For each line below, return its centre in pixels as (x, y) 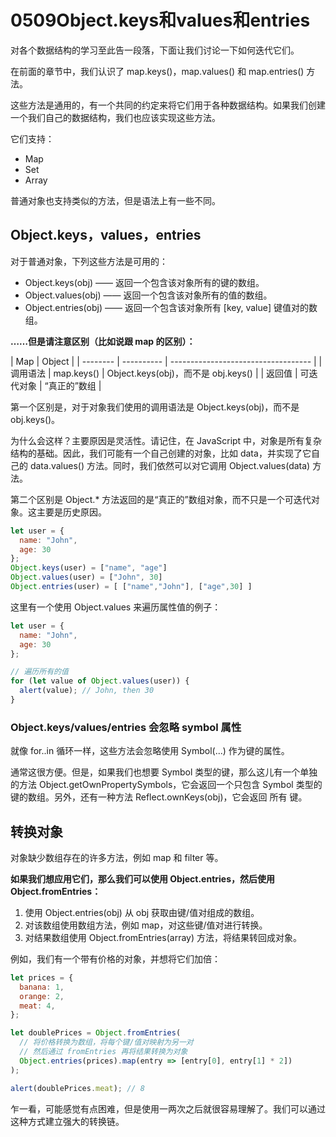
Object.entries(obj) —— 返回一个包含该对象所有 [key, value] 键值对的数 (171, 307)
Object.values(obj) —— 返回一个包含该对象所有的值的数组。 (148, 295)
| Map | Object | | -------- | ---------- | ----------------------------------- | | (166, 361)
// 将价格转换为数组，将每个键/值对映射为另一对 (106, 1042)
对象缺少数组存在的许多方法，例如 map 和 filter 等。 (117, 857)
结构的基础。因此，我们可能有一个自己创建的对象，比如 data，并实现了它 (161, 453)
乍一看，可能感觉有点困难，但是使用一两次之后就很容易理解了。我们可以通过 (168, 1108)
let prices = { (42, 977)
